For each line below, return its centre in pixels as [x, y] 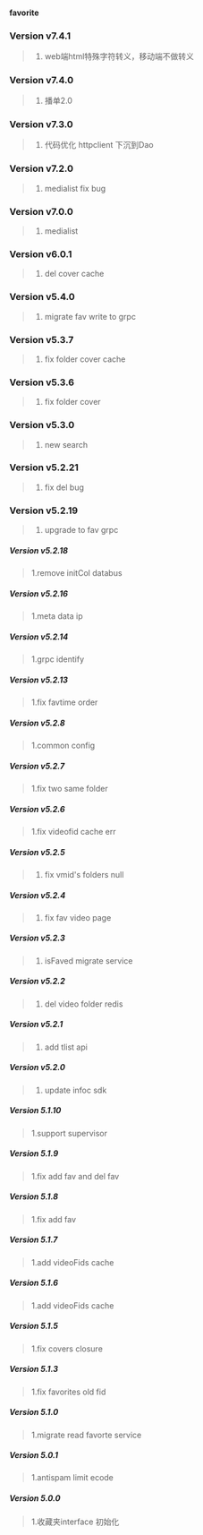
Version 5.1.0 [34, 1412]
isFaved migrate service [89, 960]
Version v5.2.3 [37, 938]
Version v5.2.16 [39, 593]
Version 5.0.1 [34, 1455]
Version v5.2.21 [44, 467]
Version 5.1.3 [34, 1369]
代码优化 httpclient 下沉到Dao [99, 145]
